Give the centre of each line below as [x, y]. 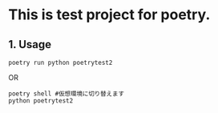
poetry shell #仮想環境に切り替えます [67, 94]
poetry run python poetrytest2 [61, 63]
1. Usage [30, 44]
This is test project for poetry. [109, 15]
